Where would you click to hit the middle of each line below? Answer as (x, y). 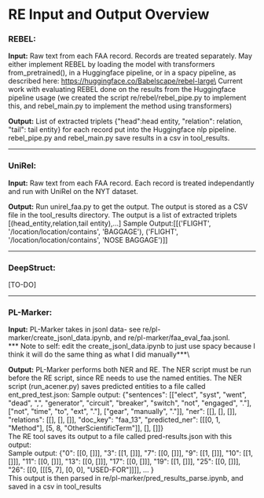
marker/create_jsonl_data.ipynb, (60, 338)
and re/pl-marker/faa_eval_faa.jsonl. (172, 338)
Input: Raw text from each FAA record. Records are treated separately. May (130, 56)
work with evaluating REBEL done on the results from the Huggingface (122, 90)
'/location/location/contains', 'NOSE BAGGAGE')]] (88, 240)
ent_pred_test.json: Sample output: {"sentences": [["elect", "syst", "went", (128, 395)
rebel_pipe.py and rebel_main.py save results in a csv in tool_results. (119, 138)
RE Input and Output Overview (109, 15)
